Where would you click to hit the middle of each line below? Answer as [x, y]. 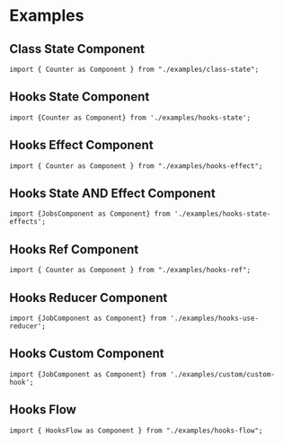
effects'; [28, 222]
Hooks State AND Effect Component [112, 194]
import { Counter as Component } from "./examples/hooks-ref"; [130, 271]
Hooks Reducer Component [88, 297]
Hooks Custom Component [87, 354]
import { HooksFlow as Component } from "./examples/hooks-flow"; [136, 431]
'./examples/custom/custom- [223, 374]
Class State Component [77, 49]
